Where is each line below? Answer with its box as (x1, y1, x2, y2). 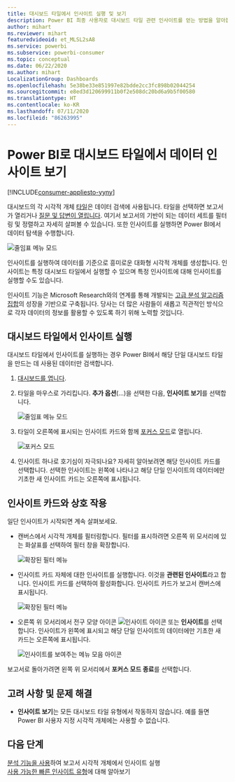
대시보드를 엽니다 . (17, 374, 66, 382)
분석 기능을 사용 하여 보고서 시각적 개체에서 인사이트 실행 (7, 758, 161, 767)
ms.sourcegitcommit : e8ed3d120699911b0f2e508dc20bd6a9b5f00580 (7, 88, 196, 95)
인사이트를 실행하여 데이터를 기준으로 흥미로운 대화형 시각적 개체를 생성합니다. (7, 258, 220, 267)
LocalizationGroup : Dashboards (7, 75, 99, 83)
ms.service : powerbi (7, 43, 68, 50)
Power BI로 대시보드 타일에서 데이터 (7, 146, 204, 162)
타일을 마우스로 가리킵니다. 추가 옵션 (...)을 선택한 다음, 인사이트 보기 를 (17, 389, 208, 398)
